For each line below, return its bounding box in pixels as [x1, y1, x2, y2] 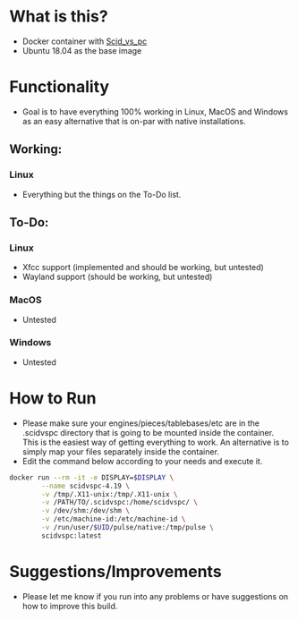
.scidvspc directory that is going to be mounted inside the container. [21, 427, 275, 437]
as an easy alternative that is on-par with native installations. [21, 115, 246, 126]
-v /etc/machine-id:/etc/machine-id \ [41, 514, 186, 524]
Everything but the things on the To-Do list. [21, 189, 182, 200]
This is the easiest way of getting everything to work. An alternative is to [21, 437, 289, 447]
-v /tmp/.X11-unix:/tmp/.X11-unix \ [41, 489, 178, 498]
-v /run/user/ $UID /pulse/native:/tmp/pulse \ [41, 523, 215, 532]
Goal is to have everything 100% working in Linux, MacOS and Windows [21, 106, 289, 117]
